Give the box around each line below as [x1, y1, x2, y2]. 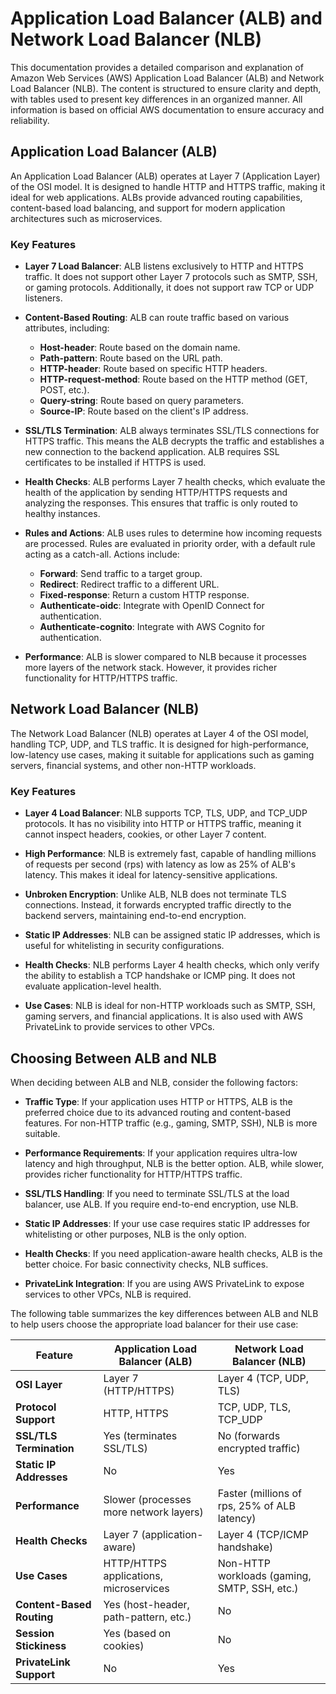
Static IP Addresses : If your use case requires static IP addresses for [24, 1217, 311, 1229]
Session [15, 1626, 55, 1640]
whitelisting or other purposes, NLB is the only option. [24, 1228, 247, 1240]
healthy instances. [24, 508, 101, 520]
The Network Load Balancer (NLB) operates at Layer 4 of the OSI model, [10, 727, 309, 739]
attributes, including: [24, 322, 110, 334]
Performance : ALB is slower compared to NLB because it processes [24, 651, 307, 663]
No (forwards [217, 1428, 281, 1442]
